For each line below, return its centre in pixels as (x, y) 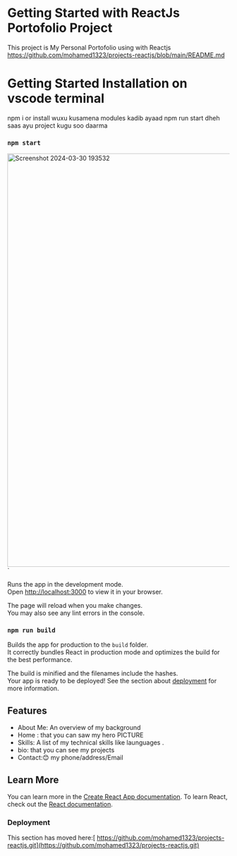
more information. (33, 688)
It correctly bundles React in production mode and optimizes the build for (114, 652)
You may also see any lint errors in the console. (76, 613)
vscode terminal (56, 98)
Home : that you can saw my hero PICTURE (80, 735)
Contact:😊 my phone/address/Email (70, 758)
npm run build (31, 630)
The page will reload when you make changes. (75, 606)
